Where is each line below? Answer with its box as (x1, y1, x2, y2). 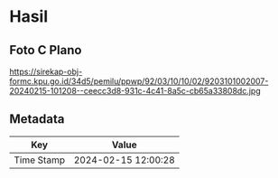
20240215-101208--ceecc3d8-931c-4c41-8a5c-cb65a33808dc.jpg (9, 86, 262, 96)
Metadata (9, 111, 65, 127)
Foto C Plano (9, 42, 82, 58)
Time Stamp (14, 154, 66, 166)
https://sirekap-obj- (9, 66, 83, 77)
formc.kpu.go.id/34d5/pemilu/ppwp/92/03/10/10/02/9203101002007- (9, 76, 269, 87)
